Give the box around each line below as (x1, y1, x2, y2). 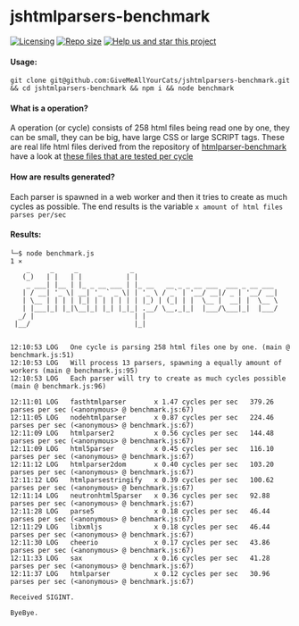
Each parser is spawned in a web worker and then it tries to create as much (10, 191, 288, 202)
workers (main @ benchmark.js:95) (10, 366, 139, 375)
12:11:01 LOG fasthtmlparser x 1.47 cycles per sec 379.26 (10, 397, 275, 406)
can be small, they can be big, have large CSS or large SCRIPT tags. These (10, 132, 285, 143)
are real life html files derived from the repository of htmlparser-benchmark (10, 141, 287, 153)
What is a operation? (10, 103, 88, 113)
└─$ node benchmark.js (10, 248, 95, 258)
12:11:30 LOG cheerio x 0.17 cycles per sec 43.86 (10, 538, 270, 547)
